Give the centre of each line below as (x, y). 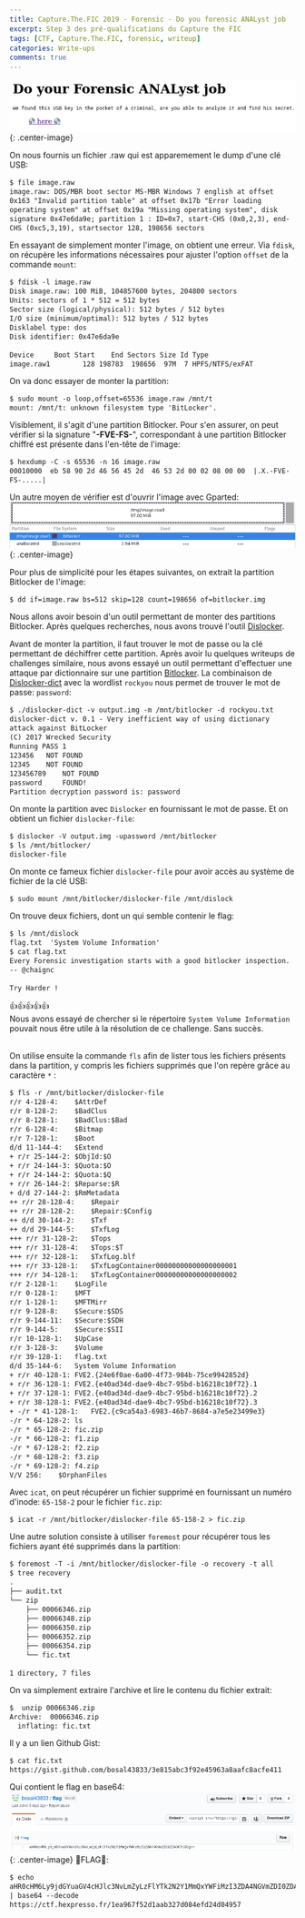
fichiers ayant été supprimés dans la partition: (95, 1547)
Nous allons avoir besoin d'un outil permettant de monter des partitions (143, 617)
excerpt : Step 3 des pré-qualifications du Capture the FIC (126, 29)
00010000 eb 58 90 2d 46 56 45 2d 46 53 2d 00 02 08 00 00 (128, 471)
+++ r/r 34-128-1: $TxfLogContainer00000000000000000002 (123, 1275)
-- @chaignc (32, 970)
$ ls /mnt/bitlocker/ (50, 846)
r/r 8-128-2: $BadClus (58, 1111)
